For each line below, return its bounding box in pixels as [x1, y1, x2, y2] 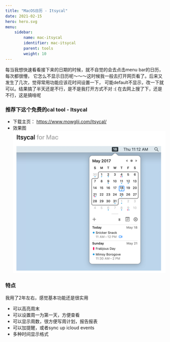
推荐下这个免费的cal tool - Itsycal [5, 106, 88, 113]
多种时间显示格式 [12, 331, 49, 337]
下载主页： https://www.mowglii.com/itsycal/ [12, 118, 107, 124]
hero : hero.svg [5, 19, 38, 24]
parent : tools [23, 46, 53, 51]
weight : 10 [23, 51, 47, 56]
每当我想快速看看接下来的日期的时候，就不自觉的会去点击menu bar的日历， [5, 66, 164, 72]
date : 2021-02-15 [5, 13, 42, 19]
